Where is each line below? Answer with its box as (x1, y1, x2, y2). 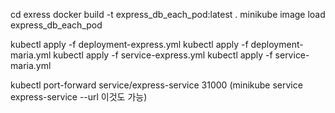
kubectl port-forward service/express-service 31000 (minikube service (10, 79, 303, 91)
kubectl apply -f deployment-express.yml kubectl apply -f (10, 39, 249, 50)
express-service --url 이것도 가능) (10, 91, 148, 103)
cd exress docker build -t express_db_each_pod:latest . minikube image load (10, 9, 326, 20)
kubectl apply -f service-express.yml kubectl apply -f (53, 49, 273, 61)
